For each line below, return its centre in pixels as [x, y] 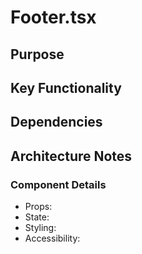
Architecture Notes [71, 156]
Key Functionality [66, 87]
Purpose [37, 54]
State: [37, 217]
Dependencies [56, 122]
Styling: [40, 228]
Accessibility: [52, 238]
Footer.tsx [53, 17]
